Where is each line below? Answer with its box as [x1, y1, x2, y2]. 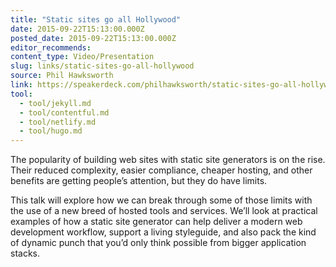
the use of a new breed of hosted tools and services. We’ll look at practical [10, 205, 318, 217]
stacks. [10, 247, 41, 260]
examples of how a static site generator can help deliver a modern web [10, 216, 303, 228]
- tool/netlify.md [19, 117, 97, 127]
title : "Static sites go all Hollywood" [10, 14, 182, 25]
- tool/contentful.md [19, 107, 110, 118]
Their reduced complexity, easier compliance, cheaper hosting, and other [10, 164, 313, 176]
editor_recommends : [10, 42, 92, 53]
